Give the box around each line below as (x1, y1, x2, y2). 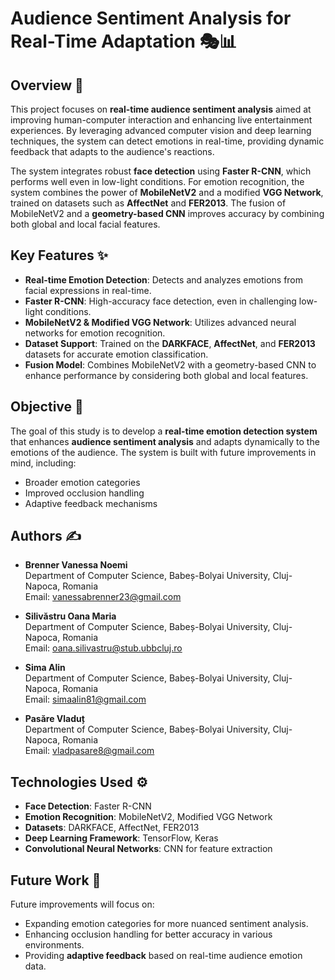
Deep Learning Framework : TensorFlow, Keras (24, 832, 219, 844)
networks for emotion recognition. (24, 327, 166, 339)
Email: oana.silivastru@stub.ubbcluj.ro (24, 642, 183, 654)
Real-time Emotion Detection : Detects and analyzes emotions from (24, 273, 304, 286)
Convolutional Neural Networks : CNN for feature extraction (24, 843, 273, 855)
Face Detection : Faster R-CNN (24, 800, 152, 812)
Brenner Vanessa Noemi (24, 559, 128, 571)
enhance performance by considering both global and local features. (24, 369, 309, 381)
